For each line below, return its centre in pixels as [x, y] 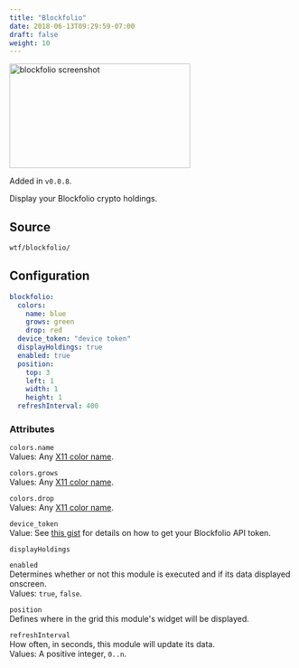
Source [30, 227]
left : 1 [40, 381]
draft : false [34, 34]
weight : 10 [30, 43]
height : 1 [44, 398]
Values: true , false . [46, 594]
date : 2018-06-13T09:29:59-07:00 [72, 26]
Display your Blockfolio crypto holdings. [84, 199]
